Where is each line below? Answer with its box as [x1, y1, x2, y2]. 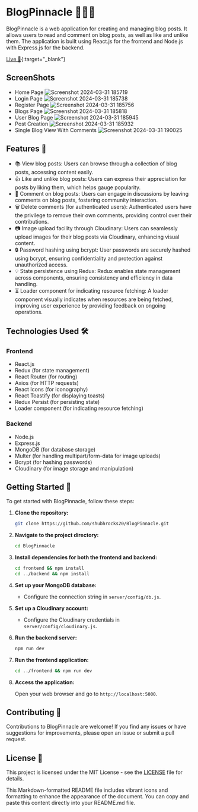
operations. [14, 308, 43, 315]
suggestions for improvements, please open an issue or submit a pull [6, 729, 175, 736]
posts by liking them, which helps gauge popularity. [14, 184, 141, 191]
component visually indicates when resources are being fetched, [14, 296, 173, 303]
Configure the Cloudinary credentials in [23, 616, 120, 623]
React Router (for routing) [14, 373, 78, 380]
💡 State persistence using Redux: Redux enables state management [14, 267, 181, 274]
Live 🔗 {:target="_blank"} [6, 55, 66, 62]
